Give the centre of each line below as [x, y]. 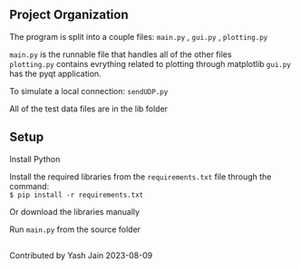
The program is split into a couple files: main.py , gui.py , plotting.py [139, 36]
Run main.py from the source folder [75, 229]
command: [29, 186]
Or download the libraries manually [75, 211]
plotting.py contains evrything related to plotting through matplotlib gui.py [150, 63]
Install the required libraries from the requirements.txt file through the [140, 177]
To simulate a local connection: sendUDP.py [89, 91]
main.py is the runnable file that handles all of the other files [121, 54]
